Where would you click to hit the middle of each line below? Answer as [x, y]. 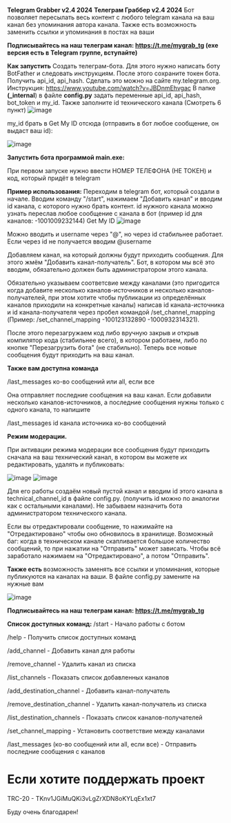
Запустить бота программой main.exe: [66, 157]
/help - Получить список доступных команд [72, 637]
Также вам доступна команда [53, 368]
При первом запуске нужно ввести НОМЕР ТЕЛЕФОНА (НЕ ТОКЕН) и [110, 171]
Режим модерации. [37, 436]
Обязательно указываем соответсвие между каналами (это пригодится [113, 283]
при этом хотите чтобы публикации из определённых [127, 297]
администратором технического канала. [67, 513]
